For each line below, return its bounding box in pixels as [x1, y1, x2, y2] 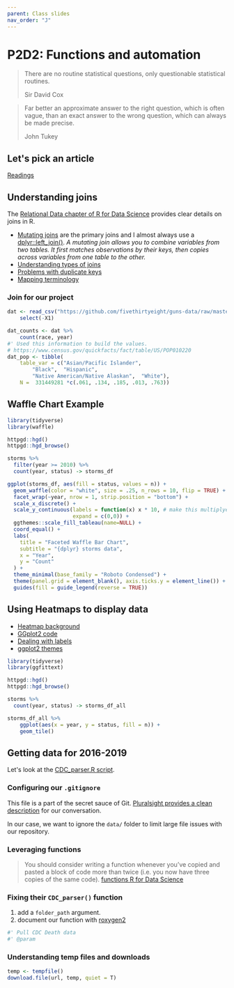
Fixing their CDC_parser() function [7, 893, 123, 902]
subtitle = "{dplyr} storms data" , [19, 545, 123, 553]
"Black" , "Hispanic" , [32, 366, 98, 373]
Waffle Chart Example [7, 399, 104, 410]
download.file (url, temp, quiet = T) [7, 975, 117, 982]
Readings [7, 171, 35, 180]
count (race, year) [19, 334, 73, 341]
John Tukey [24, 132, 58, 141]
